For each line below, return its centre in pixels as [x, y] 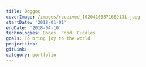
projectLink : [22, 44]
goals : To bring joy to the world [48, 38]
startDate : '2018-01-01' [36, 22]
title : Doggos [23, 11]
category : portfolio [31, 55]
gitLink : [17, 50]
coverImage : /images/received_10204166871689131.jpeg [73, 17]
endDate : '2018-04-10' [34, 28]
